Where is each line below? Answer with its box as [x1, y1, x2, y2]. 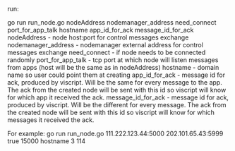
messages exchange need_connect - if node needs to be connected [7, 48, 206, 56]
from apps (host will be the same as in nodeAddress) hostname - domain [7, 64, 219, 71]
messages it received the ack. [7, 116, 95, 124]
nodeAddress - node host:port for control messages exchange [7, 33, 189, 42]
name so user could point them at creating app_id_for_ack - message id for [7, 71, 226, 79]
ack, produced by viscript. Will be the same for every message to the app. [7, 78, 222, 86]
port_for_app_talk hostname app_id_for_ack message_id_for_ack [7, 26, 194, 34]
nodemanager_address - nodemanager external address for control [7, 41, 203, 49]
